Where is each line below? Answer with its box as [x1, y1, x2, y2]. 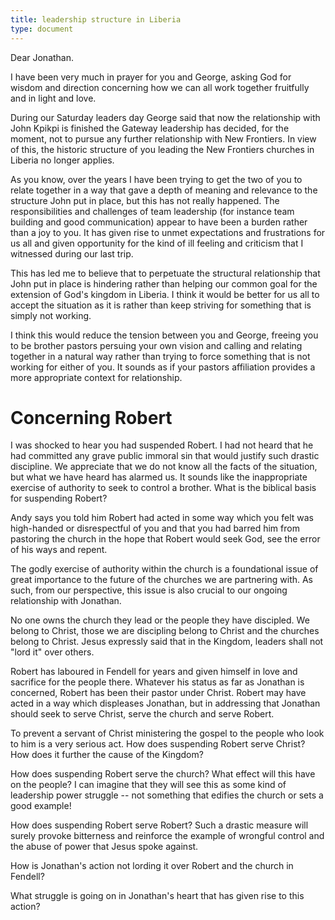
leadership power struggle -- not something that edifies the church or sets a [10, 789, 324, 801]
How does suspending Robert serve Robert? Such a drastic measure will [10, 819, 309, 831]
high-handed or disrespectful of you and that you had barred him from [10, 522, 300, 535]
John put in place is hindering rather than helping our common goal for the [10, 277, 318, 290]
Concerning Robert [10, 406, 173, 429]
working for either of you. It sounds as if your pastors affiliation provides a [10, 361, 316, 373]
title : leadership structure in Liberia [10, 14, 182, 25]
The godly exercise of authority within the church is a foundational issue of [10, 563, 319, 575]
